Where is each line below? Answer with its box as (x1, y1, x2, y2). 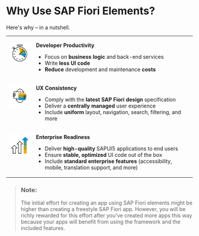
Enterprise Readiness (36, 134, 91, 141)
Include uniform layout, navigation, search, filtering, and (44, 108, 182, 115)
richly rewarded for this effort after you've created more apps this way (20, 212, 192, 219)
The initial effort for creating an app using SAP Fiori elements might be (20, 199, 192, 206)
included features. (20, 224, 65, 231)
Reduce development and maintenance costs (44, 65, 156, 73)
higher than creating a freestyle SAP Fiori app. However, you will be (20, 205, 186, 212)
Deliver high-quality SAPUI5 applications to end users (44, 145, 179, 152)
